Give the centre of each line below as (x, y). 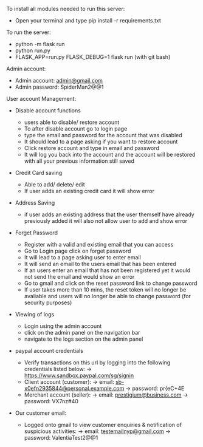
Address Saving (35, 203)
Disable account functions (48, 111)
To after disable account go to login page (76, 129)
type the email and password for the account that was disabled (103, 135)
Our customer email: (41, 413)
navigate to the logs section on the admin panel (84, 339)
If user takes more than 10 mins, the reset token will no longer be (105, 290)
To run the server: (29, 32)
